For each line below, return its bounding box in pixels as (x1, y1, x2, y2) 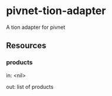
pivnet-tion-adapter (6, 4, 106, 18)
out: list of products (6, 83, 54, 90)
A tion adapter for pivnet (6, 24, 66, 31)
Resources (6, 41, 47, 51)
